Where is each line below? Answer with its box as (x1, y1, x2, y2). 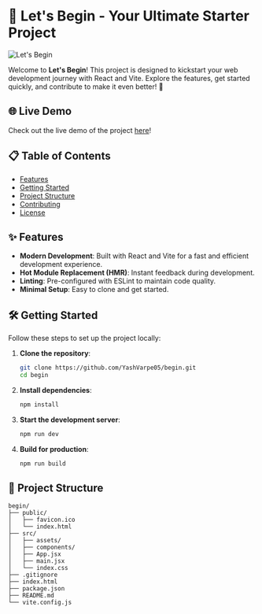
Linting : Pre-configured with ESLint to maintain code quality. (19, 276, 216, 286)
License (19, 208, 46, 217)
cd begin (19, 372, 49, 379)
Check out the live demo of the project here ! (8, 125, 152, 135)
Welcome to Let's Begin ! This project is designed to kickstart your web (8, 65, 238, 74)
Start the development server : (19, 415, 120, 424)
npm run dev (19, 430, 59, 438)
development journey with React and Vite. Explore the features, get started (8, 73, 250, 83)
